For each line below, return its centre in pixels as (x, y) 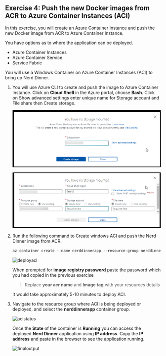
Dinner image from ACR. (37, 241)
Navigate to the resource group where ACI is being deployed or (77, 304)
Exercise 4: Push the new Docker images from (77, 8)
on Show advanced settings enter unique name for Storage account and (86, 98)
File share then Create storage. (44, 103)
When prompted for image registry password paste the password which (86, 270)
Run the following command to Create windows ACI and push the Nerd (84, 236)
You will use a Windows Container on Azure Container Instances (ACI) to (79, 72)
